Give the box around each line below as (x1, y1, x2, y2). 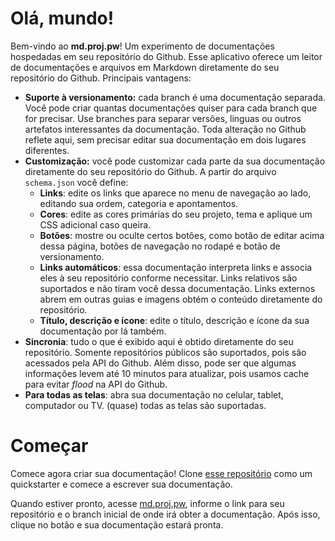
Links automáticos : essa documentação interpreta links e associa (39, 261, 313, 273)
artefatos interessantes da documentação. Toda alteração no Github (24, 123, 307, 135)
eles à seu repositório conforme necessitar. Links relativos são (39, 272, 298, 284)
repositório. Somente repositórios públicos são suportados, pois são (24, 346, 307, 358)
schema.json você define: (24, 176, 129, 188)
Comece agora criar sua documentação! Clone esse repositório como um (10, 467, 313, 479)
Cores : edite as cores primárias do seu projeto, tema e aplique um (39, 208, 313, 220)
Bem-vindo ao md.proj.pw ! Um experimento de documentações (10, 40, 275, 52)
